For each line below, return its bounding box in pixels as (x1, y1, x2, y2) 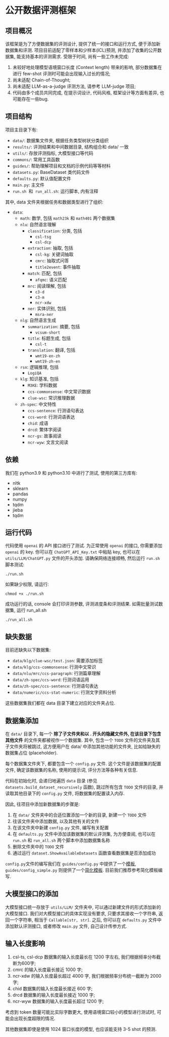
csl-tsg (35, 234, 51, 239)
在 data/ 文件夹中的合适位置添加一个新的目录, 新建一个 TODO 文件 (12, 812, 147, 818)
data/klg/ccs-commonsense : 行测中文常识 (12, 664, 96, 670)
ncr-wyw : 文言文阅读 (27, 439, 69, 445)
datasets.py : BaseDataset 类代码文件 (12, 169, 90, 175)
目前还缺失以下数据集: (5, 647, 51, 653)
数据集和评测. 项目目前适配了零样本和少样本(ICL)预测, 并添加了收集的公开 (5, 47, 158, 53)
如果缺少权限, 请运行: (5, 581, 49, 587)
